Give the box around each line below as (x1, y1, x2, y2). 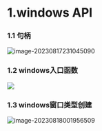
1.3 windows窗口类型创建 (7, 100, 92, 110)
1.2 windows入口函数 (7, 66, 78, 76)
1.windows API (7, 5, 93, 21)
